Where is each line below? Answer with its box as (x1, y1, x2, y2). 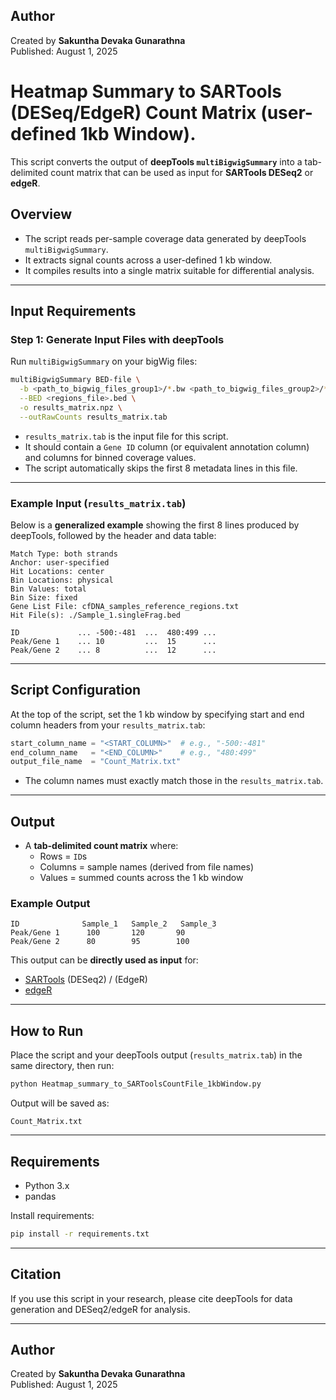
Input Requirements (10, 302, 137, 319)
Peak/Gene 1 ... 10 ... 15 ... (10, 636, 217, 646)
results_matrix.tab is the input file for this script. (24, 430, 229, 442)
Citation (10, 1266, 62, 1283)
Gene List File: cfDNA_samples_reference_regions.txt (10, 601, 240, 611)
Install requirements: (10, 1209, 95, 1221)
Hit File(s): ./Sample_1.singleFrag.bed (10, 610, 182, 620)
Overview (10, 206, 73, 223)
